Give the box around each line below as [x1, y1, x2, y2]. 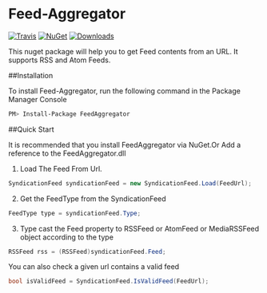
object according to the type [19, 232, 114, 242]
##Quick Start [8, 125, 54, 134]
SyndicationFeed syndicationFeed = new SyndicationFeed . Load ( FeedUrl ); [8, 179, 252, 188]
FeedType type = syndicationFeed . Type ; [8, 209, 141, 217]
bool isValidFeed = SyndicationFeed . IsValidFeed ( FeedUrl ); [8, 277, 209, 286]
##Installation [8, 70, 54, 80]
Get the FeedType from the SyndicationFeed [19, 193, 166, 204]
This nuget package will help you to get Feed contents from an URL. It [8, 46, 238, 56]
